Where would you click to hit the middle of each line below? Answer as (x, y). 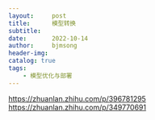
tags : (17, 68)
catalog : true (32, 61)
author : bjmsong (43, 46)
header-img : (28, 53)
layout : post (38, 16)
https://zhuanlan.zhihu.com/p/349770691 (77, 107)
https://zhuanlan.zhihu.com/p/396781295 (77, 98)
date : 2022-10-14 (48, 38)
